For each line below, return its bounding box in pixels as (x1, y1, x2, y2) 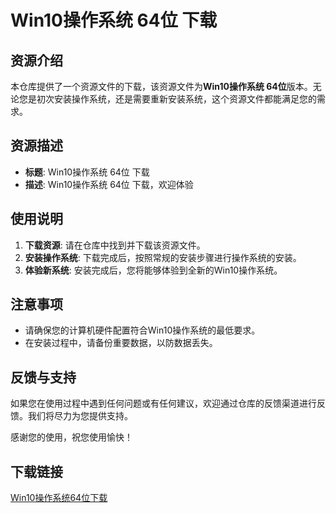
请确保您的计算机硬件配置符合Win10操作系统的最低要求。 (24, 324, 261, 336)
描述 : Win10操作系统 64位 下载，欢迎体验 (24, 178, 194, 190)
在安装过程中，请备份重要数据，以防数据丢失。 (24, 337, 218, 349)
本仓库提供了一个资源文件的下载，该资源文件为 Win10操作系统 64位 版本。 (10, 81, 313, 92)
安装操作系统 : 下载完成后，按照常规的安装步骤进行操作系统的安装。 (24, 251, 302, 263)
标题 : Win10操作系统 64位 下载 (24, 166, 150, 178)
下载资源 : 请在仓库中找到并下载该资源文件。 (24, 239, 206, 251)
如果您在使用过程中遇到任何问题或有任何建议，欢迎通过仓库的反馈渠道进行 (10, 397, 317, 410)
